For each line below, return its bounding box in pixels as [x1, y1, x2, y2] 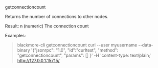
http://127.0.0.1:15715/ [17, 58, 60, 63]
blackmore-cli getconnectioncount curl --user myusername [17, 42, 137, 48]
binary [17, 47, 30, 53]
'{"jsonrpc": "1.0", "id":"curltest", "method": [31, 47, 118, 53]
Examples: [5, 33, 26, 38]
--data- [138, 42, 153, 48]
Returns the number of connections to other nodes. [5, 14, 109, 19]
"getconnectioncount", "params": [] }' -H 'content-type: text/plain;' [17, 52, 152, 58]
